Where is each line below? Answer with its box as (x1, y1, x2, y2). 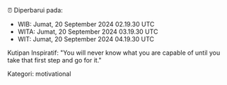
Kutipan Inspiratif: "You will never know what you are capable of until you (7, 48, 221, 57)
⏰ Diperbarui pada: (7, 6, 64, 14)
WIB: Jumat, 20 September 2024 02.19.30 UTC (17, 20, 155, 28)
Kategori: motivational (7, 70, 71, 78)
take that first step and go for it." (7, 56, 102, 64)
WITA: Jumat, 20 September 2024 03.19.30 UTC (17, 27, 158, 36)
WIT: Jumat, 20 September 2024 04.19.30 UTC (17, 35, 154, 43)
